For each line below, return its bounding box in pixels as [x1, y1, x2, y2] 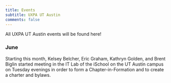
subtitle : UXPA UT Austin [5, 12, 60, 17]
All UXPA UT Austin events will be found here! [5, 31, 102, 37]
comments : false [5, 17, 40, 22]
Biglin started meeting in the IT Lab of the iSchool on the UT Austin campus [5, 61, 164, 67]
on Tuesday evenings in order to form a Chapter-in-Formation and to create [5, 66, 164, 72]
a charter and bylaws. [5, 72, 51, 78]
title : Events [5, 7, 36, 13]
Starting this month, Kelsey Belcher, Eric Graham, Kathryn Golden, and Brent [5, 55, 166, 61]
